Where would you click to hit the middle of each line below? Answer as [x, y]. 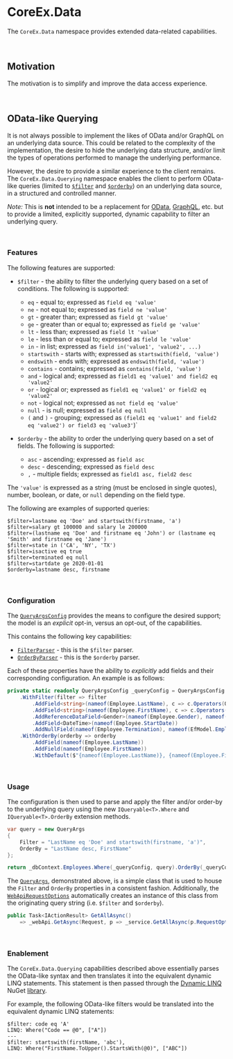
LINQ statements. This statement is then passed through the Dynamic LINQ [114, 983]
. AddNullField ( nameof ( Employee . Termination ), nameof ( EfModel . [124, 730]
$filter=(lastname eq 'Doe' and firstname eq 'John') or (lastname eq [111, 533]
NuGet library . [27, 991]
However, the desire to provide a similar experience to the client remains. [111, 171]
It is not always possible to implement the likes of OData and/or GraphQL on [115, 135]
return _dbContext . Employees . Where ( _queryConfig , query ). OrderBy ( [105, 868]
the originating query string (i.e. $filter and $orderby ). [86, 903]
